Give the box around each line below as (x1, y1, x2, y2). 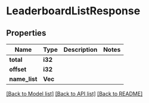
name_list (9, 75, 38, 83)
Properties (6, 28, 46, 38)
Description (63, 46, 98, 54)
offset (9, 65, 27, 73)
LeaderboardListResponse (6, 4, 141, 18)
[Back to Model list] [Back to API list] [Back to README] (6, 90, 143, 97)
